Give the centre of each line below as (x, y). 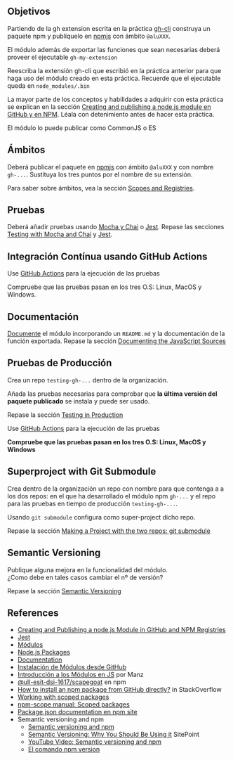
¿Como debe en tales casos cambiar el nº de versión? (85, 577)
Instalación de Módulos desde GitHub (72, 667)
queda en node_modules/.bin (48, 85)
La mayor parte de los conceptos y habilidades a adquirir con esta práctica (115, 99)
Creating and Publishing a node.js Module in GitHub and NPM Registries (121, 630)
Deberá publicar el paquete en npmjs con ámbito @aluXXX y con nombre (111, 167)
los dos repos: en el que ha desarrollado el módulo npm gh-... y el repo (112, 496)
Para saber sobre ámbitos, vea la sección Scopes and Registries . (101, 188)
